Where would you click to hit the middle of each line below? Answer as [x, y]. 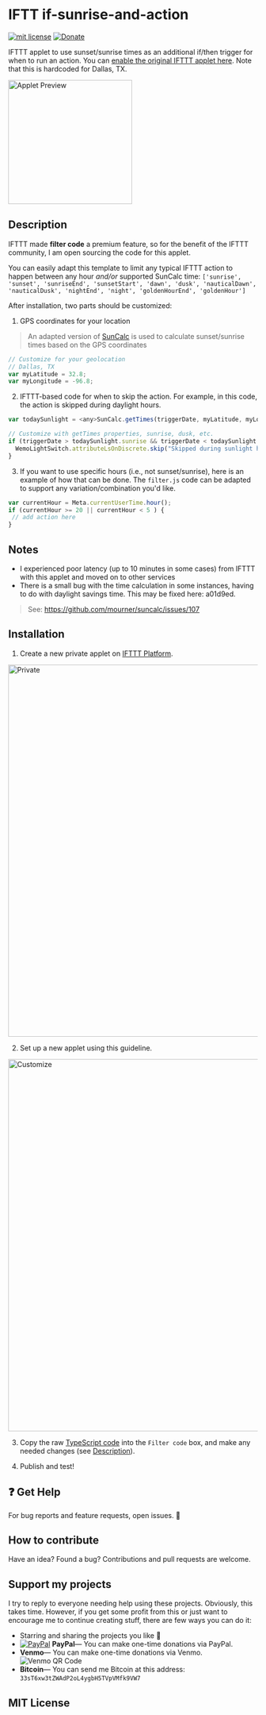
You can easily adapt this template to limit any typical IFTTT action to [121, 268]
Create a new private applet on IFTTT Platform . [96, 653]
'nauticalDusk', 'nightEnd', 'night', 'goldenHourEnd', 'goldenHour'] [127, 291]
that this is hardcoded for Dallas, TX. [68, 68]
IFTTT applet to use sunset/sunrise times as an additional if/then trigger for [131, 52]
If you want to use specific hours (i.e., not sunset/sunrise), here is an [131, 471]
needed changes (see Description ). [77, 1451]
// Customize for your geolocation [67, 359]
